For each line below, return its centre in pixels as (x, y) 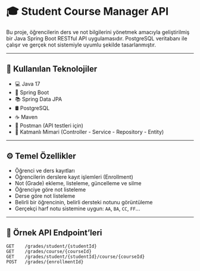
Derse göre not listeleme (45, 196)
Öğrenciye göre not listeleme (50, 189)
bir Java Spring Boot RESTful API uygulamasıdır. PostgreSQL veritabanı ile (97, 38)
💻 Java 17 (27, 83)
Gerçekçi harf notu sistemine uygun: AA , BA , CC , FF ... (77, 208)
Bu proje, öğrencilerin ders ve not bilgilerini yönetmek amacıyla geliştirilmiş (98, 32)
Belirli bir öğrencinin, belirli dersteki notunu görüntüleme (84, 202)
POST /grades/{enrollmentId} (45, 262)
